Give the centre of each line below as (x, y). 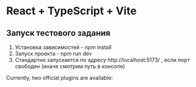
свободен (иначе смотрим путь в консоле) (70, 66)
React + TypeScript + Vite (71, 11)
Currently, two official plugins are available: (60, 78)
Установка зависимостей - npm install (63, 47)
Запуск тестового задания (58, 33)
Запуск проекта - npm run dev (53, 54)
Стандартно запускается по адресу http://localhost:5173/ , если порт (102, 60)
